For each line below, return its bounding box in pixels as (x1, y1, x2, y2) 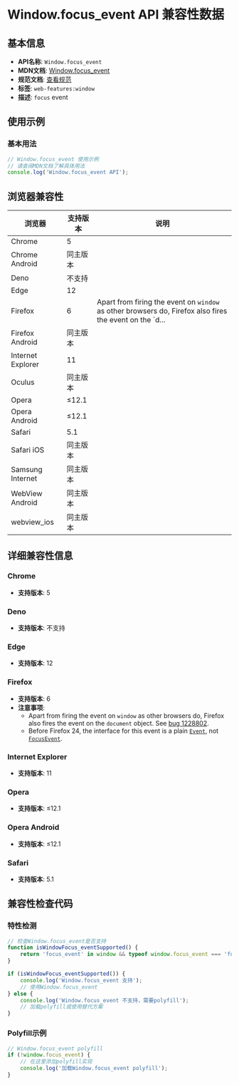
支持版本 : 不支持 (17, 624, 65, 632)
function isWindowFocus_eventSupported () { (7, 944, 139, 952)
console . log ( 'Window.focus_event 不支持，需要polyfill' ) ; (20, 997, 189, 1004)
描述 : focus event (17, 93, 69, 101)
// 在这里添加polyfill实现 (20, 1058, 92, 1066)
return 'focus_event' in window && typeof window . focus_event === (20, 951, 221, 958)
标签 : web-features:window (17, 84, 95, 93)
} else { (7, 990, 33, 997)
